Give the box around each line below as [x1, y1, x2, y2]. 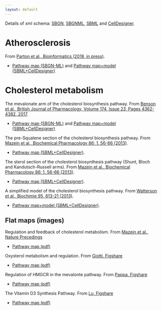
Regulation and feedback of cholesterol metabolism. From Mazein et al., [5, 229, 149, 235]
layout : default [5, 7, 38, 12]
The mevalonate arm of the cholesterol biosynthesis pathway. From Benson [5, 101, 156, 106]
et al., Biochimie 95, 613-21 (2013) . [5, 193, 74, 199]
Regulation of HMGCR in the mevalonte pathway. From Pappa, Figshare [5, 272, 147, 278]
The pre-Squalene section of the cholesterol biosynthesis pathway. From [5, 135, 151, 141]
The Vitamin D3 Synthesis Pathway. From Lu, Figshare [5, 291, 113, 296]
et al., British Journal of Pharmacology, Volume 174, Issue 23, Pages [5, 106, 141, 112]
